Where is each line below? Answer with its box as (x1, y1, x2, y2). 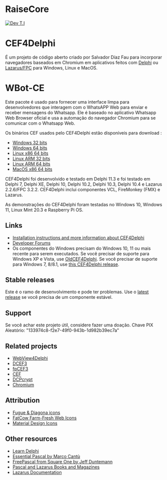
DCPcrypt (12, 376, 33, 382)
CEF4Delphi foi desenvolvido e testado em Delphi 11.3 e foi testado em (5, 176, 151, 182)
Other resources (5, 434, 57, 443)
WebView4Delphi (12, 355, 48, 361)
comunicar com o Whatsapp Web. (5, 120, 75, 126)
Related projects (5, 342, 57, 350)
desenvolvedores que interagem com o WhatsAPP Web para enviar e (5, 104, 147, 110)
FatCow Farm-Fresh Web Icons (12, 414, 77, 421)
